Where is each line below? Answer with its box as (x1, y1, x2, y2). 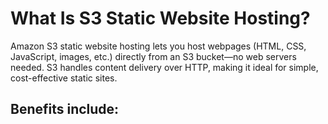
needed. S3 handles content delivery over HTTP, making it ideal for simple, (10, 61, 319, 73)
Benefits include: (10, 101, 120, 118)
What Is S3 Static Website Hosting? (10, 7, 311, 30)
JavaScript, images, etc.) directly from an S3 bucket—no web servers (10, 50, 297, 62)
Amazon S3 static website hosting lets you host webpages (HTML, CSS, (10, 40, 307, 52)
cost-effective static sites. (10, 72, 118, 84)
